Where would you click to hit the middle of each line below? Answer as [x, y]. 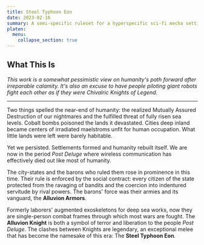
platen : [17, 29]
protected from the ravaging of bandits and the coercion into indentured [97, 185]
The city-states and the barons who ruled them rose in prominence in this [98, 172]
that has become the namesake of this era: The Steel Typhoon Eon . [91, 235]
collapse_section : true [48, 40]
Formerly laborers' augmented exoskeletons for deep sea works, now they [100, 210]
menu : [19, 35]
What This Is [31, 65]
